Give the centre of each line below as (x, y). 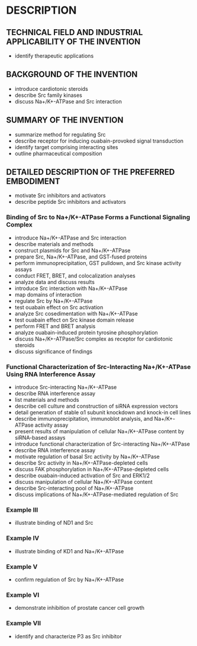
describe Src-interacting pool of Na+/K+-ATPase (74, 489)
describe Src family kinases (49, 95)
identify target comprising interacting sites (66, 147)
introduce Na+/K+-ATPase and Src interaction (70, 238)
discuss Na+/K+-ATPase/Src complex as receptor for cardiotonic (94, 339)
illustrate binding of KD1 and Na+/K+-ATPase (69, 551)
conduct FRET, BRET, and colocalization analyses (75, 275)
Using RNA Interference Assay (51, 374)
